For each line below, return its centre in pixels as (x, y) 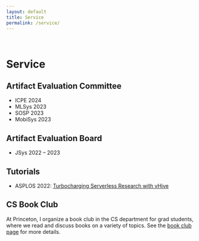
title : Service (25, 17)
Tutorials (23, 171)
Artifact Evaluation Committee (64, 86)
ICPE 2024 (28, 100)
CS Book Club (32, 205)
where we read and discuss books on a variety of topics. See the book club (99, 225)
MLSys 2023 (30, 107)
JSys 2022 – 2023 (37, 152)
